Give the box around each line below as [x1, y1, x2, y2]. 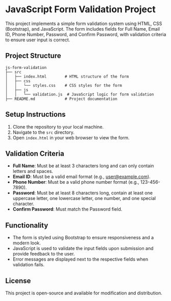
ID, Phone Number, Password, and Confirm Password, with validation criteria [5, 31, 166, 37]
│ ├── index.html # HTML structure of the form [5, 74, 129, 79]
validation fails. [12, 262, 45, 268]
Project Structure [5, 52, 61, 60]
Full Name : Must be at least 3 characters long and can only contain [12, 163, 154, 169]
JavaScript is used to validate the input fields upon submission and [12, 245, 154, 252]
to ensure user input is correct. [5, 37, 70, 43]
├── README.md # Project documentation [5, 96, 117, 102]
